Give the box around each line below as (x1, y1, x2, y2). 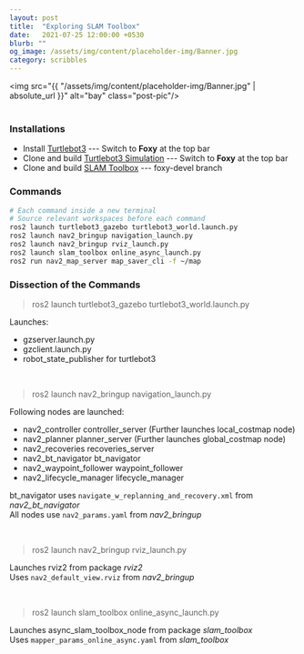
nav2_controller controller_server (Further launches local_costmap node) (22, 424, 296, 435)
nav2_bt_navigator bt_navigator (22, 453, 141, 464)
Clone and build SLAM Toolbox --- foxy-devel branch (22, 163, 223, 174)
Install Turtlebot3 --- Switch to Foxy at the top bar (22, 143, 211, 155)
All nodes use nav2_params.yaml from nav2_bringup (9, 509, 202, 520)
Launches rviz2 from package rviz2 (9, 562, 143, 573)
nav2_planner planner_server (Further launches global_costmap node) (22, 434, 287, 445)
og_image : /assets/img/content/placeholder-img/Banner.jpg (9, 47, 238, 56)
